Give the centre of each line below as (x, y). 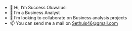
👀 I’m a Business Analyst (35, 13)
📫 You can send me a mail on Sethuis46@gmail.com (64, 23)
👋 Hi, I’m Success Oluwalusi (38, 8)
